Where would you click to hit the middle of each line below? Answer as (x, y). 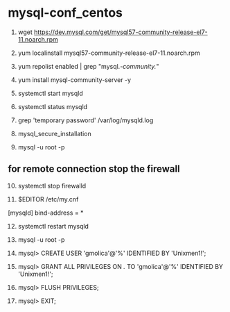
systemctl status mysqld (53, 106)
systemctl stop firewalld (52, 186)
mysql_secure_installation (55, 133)
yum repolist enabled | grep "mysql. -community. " (88, 66)
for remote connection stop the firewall (94, 169)
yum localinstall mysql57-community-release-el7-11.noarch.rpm (109, 53)
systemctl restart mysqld (53, 226)
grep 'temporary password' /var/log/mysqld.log (86, 120)
